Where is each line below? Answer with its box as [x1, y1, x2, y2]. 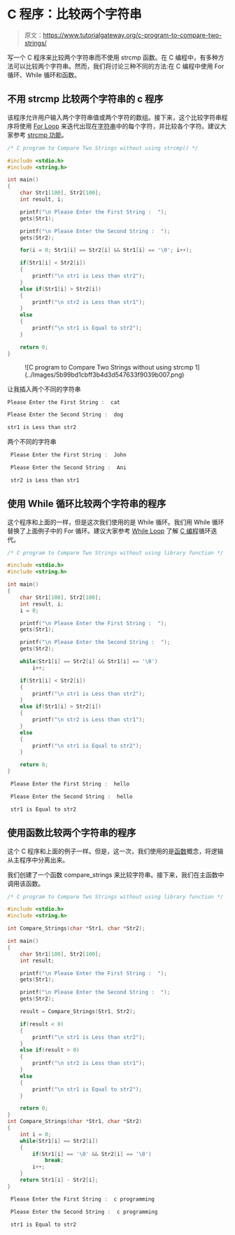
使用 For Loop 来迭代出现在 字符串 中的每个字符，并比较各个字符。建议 [19, 122, 220, 130]
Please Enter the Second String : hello [10, 793, 133, 800]
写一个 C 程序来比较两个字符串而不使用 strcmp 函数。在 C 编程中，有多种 [7, 53, 218, 62]
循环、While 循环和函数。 [7, 71, 80, 79]
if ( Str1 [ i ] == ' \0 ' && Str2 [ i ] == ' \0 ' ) [32, 1150, 152, 1157]
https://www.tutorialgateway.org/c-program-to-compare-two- [43, 31, 222, 39]
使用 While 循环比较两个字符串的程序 [7, 498, 166, 510]
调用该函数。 [7, 879, 44, 888]
